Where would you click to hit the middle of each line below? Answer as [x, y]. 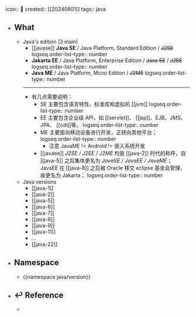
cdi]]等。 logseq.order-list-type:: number [109, 125]
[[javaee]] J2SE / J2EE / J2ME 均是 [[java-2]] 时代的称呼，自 [113, 153]
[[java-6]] [43, 207]
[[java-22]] [44, 244]
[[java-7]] [43, 213]
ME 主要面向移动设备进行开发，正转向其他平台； [99, 132]
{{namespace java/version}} [57, 276]
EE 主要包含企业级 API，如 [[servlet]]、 [87, 117]
